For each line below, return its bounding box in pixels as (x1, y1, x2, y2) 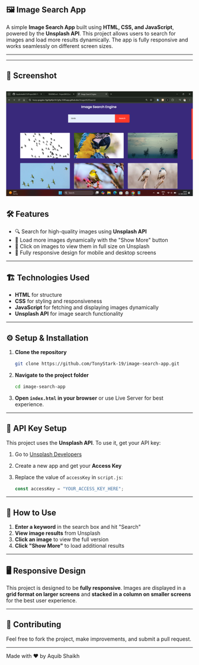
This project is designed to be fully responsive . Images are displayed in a (6, 584, 186, 592)
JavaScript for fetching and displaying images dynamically (14, 304, 159, 311)
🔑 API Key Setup (6, 423, 67, 433)
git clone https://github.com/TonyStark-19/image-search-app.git (14, 361, 179, 367)
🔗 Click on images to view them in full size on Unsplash (14, 243, 150, 250)
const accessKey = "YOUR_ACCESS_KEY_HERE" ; (14, 486, 124, 491)
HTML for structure (14, 291, 62, 298)
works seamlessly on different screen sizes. (6, 42, 114, 49)
